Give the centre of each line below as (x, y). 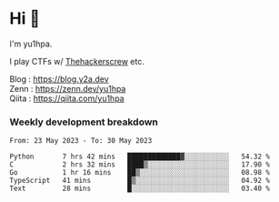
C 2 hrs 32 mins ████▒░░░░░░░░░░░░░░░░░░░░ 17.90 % (140, 165)
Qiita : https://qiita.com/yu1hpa (67, 98)
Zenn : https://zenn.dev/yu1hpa (68, 88)
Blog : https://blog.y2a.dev (59, 79)
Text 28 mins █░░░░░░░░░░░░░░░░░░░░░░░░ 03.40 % (140, 189)
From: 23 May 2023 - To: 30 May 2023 (81, 141)
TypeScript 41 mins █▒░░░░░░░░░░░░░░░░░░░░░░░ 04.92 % (140, 181)
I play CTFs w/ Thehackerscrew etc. (77, 61)
